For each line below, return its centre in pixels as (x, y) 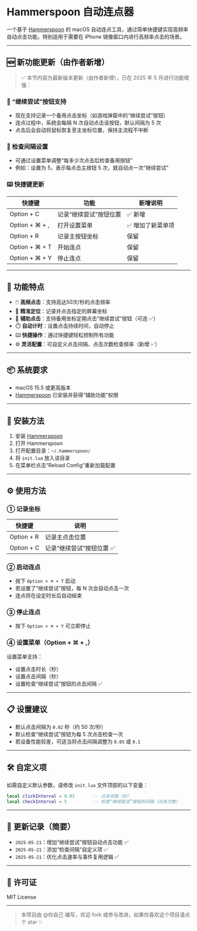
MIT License (22, 897)
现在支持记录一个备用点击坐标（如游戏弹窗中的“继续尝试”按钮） (92, 115)
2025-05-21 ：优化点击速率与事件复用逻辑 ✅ (67, 857)
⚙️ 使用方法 (26, 491)
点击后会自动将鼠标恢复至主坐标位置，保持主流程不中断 (82, 130)
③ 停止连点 (24, 612)
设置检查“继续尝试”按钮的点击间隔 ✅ (59, 683)
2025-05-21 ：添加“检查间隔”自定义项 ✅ (62, 849)
